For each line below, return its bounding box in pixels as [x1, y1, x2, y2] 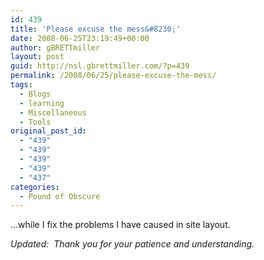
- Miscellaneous [19, 107, 87, 118]
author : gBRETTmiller [10, 42, 101, 53]
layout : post [10, 52, 65, 62]
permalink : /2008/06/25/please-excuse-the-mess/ [10, 71, 217, 81]
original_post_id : [10, 126, 87, 136]
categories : [10, 182, 60, 192]
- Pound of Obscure [19, 191, 101, 201]
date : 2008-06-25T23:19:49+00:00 [10, 33, 150, 43]
